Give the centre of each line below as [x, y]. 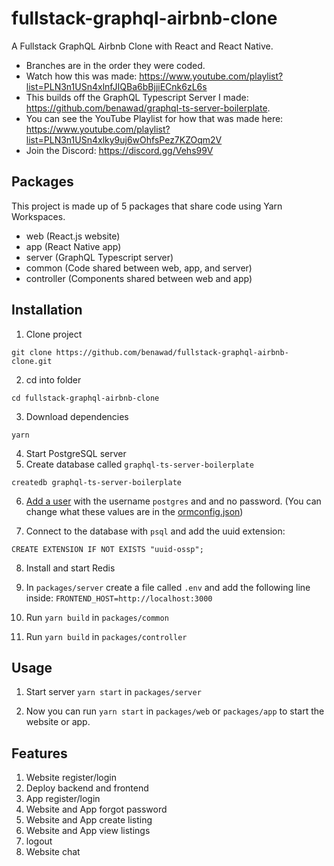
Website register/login [71, 778]
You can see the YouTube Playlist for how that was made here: [154, 118]
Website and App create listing [89, 820]
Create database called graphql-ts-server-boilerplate [139, 464]
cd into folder [53, 379]
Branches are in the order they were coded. [115, 65]
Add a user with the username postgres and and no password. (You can [173, 501]
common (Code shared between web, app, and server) [139, 268]
